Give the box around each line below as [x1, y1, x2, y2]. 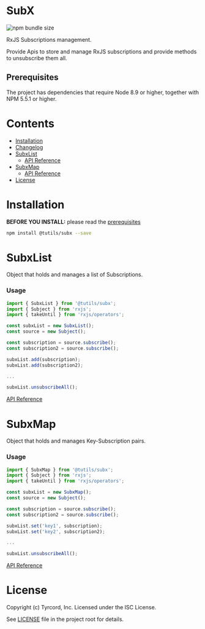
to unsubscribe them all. [6, 54, 67, 61]
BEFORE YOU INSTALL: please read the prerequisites [6, 218, 141, 225]
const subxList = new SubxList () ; [6, 323, 95, 329]
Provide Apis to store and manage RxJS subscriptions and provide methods [6, 47, 197, 55]
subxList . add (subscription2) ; [6, 362, 84, 368]
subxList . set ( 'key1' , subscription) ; [6, 523, 103, 529]
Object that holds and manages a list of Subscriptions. [6, 271, 143, 279]
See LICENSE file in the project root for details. [6, 615, 124, 623]
